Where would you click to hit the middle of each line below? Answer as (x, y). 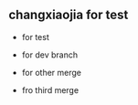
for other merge (52, 72)
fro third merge (50, 89)
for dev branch (50, 55)
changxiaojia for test (69, 15)
